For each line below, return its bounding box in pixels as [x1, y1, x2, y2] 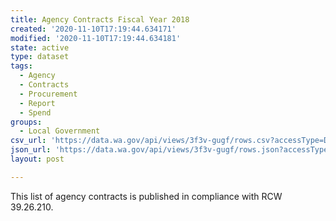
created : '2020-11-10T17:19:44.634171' [10, 24, 177, 34]
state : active [10, 42, 70, 53]
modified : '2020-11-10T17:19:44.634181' [10, 33, 182, 43]
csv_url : [10, 136, 47, 146]
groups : [10, 117, 43, 127]
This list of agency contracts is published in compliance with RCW [10, 190, 283, 202]
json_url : [10, 145, 52, 155]
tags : [10, 61, 33, 71]
